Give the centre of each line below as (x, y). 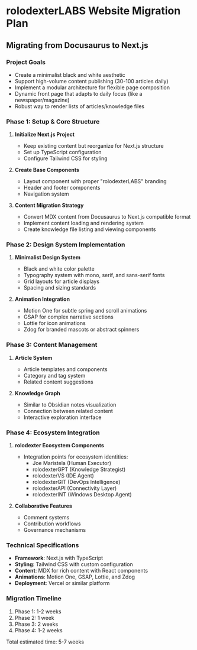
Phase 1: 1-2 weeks (38, 611)
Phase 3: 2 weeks (36, 624)
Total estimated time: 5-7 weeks (45, 642)
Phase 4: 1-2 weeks (39, 630)
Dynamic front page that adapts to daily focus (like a (78, 93)
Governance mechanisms (55, 530)
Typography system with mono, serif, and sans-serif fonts (94, 275)
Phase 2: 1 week (34, 617)
